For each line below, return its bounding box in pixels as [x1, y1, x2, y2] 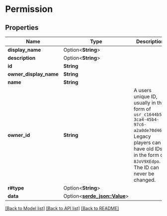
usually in [133, 100, 156, 106]
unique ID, [133, 93, 158, 100]
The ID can [133, 164, 159, 171]
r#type [7, 185, 24, 191]
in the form [133, 152, 159, 158]
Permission [5, 3, 53, 15]
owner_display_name [7, 71, 59, 78]
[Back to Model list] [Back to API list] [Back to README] [5, 206, 119, 211]
